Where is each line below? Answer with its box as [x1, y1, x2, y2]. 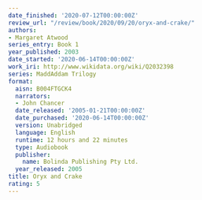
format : [8, 77, 34, 85]
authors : [8, 26, 37, 34]
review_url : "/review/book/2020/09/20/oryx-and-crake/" [8, 19, 195, 27]
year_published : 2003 [8, 48, 79, 56]
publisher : [15, 150, 51, 158]
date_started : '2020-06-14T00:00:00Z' [8, 56, 135, 64]
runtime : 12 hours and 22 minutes [15, 135, 128, 144]
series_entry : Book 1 [8, 41, 79, 49]
